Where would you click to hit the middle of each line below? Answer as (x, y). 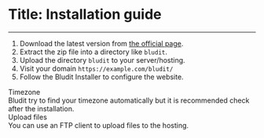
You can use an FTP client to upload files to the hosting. (99, 125)
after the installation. (41, 108)
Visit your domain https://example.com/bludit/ (96, 68)
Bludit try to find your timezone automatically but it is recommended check (129, 100)
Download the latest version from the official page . (101, 43)
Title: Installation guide (85, 15)
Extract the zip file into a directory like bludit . (93, 52)
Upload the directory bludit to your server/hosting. (103, 60)
